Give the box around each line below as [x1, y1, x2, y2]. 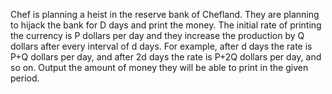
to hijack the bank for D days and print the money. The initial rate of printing [10, 19, 322, 31]
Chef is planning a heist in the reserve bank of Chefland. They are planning [10, 9, 320, 20]
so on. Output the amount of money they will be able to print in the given [10, 62, 309, 73]
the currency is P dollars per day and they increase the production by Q [10, 30, 305, 41]
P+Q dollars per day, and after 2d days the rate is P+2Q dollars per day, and [10, 51, 322, 63]
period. [10, 72, 40, 84]
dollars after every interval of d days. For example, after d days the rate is [10, 40, 313, 52]
